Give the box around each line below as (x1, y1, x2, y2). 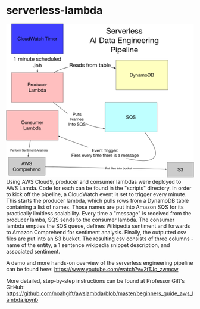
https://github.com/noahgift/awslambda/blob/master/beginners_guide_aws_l (6, 290, 194, 297)
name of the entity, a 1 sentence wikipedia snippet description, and (6, 242, 170, 249)
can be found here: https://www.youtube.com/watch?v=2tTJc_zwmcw (6, 266, 179, 273)
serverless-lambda (6, 4, 103, 17)
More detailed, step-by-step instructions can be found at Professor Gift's (6, 277, 185, 285)
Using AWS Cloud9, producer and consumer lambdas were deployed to (6, 178, 182, 186)
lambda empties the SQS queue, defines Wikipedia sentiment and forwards (6, 223, 190, 230)
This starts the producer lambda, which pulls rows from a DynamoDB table (6, 197, 189, 205)
